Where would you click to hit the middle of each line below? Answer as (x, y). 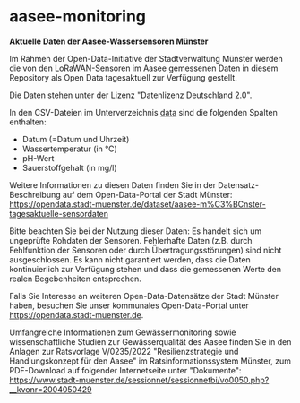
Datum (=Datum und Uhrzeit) (76, 139)
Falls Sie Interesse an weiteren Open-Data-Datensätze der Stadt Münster (144, 296)
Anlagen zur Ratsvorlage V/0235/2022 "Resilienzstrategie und (124, 351)
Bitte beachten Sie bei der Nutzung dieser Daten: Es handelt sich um (136, 231)
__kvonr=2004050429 (51, 389)
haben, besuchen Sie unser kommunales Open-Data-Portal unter (129, 305)
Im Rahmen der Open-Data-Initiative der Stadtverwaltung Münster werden (146, 58)
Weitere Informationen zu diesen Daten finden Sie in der (113, 184)
